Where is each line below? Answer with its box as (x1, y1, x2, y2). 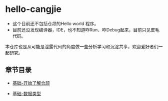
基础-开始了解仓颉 (12, 80, 50, 86)
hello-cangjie (5, 3, 61, 15)
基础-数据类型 (12, 91, 41, 97)
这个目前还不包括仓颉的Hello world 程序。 (12, 20, 99, 26)
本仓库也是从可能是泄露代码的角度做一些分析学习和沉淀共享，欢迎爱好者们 (5, 43, 158, 49)
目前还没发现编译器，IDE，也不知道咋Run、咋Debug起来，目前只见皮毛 (12, 26, 160, 33)
